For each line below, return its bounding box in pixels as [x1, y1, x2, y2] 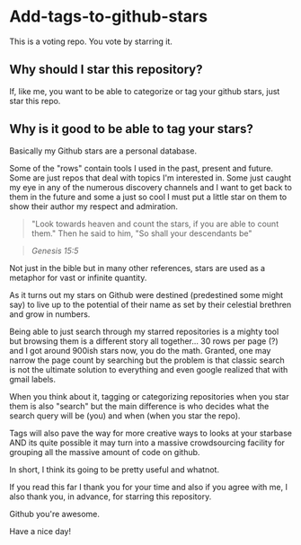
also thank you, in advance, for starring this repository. [9, 491, 212, 502]
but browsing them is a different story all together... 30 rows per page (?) [9, 335, 279, 347]
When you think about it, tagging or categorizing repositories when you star [9, 391, 289, 401]
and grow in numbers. [9, 308, 91, 320]
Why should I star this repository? [9, 62, 203, 77]
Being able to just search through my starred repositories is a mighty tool [9, 326, 279, 337]
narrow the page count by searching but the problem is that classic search [9, 355, 285, 365]
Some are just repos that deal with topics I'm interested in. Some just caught [9, 172, 292, 183]
